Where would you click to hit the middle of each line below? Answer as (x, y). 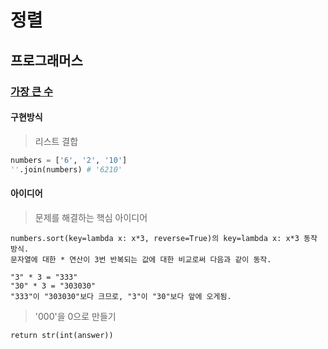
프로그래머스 (46, 60)
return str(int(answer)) (62, 335)
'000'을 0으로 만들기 (75, 316)
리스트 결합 (56, 141)
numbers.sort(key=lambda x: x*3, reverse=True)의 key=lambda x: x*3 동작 (164, 238)
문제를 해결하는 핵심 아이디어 (91, 217)
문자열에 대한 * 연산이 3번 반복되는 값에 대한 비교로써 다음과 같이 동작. (141, 259)
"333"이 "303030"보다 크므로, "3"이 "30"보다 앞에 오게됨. (121, 296)
